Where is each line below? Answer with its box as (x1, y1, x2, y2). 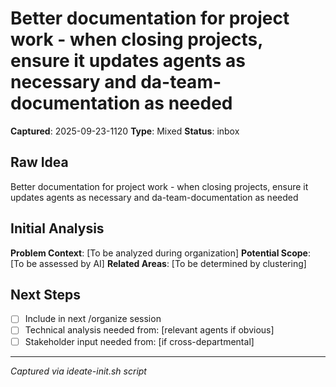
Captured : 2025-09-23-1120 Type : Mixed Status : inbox (10, 125, 240, 137)
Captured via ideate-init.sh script (10, 365, 147, 377)
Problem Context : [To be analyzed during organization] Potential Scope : (10, 247, 311, 259)
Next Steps (10, 286, 81, 303)
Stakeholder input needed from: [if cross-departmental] (24, 335, 255, 347)
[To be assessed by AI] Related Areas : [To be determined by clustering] (10, 257, 307, 269)
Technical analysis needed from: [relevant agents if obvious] (24, 324, 275, 336)
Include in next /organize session (24, 313, 162, 325)
